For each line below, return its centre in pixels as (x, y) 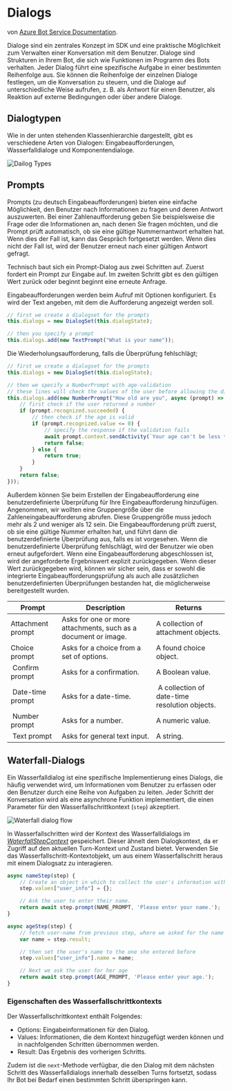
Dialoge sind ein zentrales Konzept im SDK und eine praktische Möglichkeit (114, 45)
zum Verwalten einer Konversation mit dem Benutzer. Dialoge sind (101, 53)
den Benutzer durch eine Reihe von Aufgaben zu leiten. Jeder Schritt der (110, 792)
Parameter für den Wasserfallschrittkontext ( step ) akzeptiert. (94, 806)
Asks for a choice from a (101, 647)
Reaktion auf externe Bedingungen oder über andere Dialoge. (95, 97)
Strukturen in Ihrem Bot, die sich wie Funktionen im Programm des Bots (108, 60)
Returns (188, 607)
